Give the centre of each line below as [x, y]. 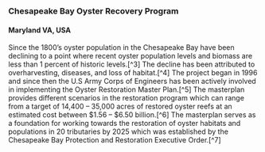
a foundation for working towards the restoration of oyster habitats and [125, 123]
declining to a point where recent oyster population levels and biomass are [131, 56]
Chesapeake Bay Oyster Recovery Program [94, 11]
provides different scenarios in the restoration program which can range [127, 98]
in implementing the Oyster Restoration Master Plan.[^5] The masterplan [127, 89]
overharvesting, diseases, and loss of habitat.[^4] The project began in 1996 [133, 73]
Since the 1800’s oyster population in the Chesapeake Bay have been [121, 47]
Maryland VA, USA [40, 30]
